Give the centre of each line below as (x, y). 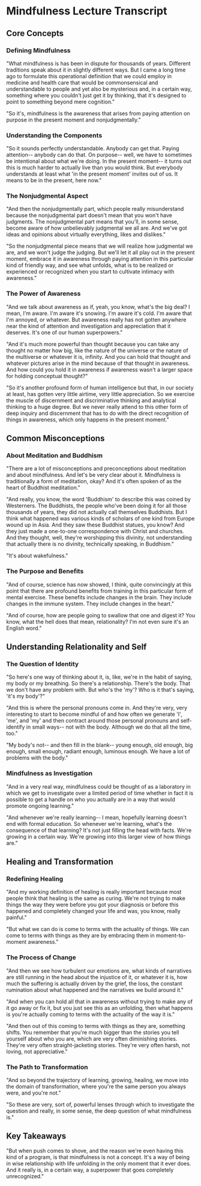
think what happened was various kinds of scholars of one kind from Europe (100, 519)
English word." (24, 628)
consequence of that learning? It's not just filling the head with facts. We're (99, 830)
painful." (16, 917)
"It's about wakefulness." (37, 556)
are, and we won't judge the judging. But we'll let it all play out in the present (100, 252)
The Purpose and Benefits (45, 571)
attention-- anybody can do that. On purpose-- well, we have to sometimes (99, 155)
